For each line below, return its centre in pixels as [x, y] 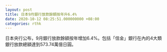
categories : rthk [23, 24]
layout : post [19, 10]
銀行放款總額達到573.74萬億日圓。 [41, 45]
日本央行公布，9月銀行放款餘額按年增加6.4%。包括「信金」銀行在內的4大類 [83, 38]
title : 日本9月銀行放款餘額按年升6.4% [41, 14]
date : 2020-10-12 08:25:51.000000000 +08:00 [52, 19]
